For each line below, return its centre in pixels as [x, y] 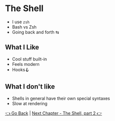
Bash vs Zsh [24, 27]
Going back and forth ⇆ [36, 32]
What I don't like [30, 87]
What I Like [22, 47]
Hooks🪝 [21, 69]
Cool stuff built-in [29, 59]
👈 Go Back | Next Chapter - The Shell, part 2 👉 [54, 113]
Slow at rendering [29, 103]
